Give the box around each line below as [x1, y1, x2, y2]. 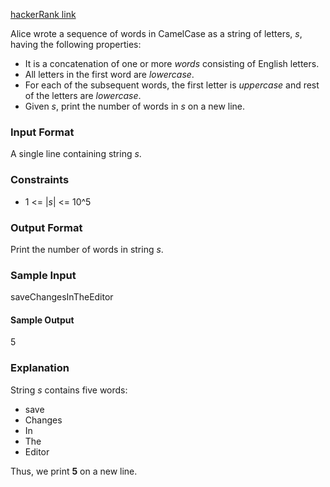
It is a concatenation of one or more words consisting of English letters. [24, 58, 320, 69]
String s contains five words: [10, 384, 128, 396]
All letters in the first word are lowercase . [24, 69, 195, 80]
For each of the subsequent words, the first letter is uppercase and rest [24, 79, 320, 91]
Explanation [10, 361, 70, 375]
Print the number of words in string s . [10, 243, 164, 255]
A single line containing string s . [10, 148, 142, 160]
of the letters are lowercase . [24, 90, 142, 101]
